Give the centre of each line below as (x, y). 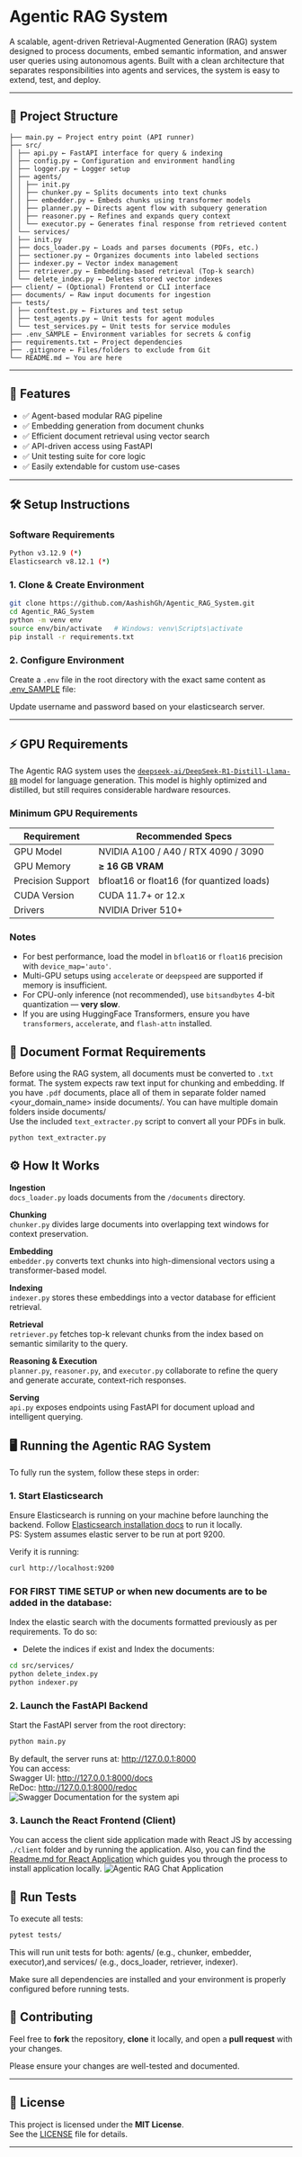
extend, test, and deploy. (55, 79)
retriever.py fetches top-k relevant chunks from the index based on (136, 1333)
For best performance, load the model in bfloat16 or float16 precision (152, 957)
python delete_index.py (54, 1674)
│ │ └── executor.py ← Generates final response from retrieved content (148, 224)
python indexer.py (44, 1682)
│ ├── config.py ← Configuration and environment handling (122, 161)
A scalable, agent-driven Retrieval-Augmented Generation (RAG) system (143, 41)
